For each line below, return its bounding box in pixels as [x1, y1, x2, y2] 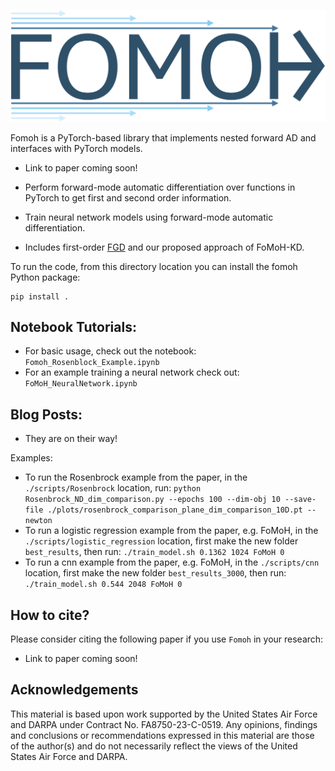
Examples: [10, 452, 53, 464]
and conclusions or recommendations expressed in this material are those [10, 729, 315, 741]
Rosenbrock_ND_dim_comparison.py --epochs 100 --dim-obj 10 [24, 495, 281, 505]
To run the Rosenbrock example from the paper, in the [24, 471, 248, 484]
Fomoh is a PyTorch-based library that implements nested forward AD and [10, 131, 317, 144]
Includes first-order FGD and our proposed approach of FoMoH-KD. [24, 241, 305, 253]
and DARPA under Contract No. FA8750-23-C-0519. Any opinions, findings [10, 718, 318, 730]
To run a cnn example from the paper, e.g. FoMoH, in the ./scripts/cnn [24, 556, 320, 569]
